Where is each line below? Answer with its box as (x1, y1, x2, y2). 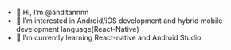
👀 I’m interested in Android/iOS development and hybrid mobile (15, 16, 223, 25)
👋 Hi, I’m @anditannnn (15, 8, 89, 17)
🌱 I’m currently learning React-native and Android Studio (15, 33, 202, 42)
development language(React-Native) (15, 25, 139, 33)
